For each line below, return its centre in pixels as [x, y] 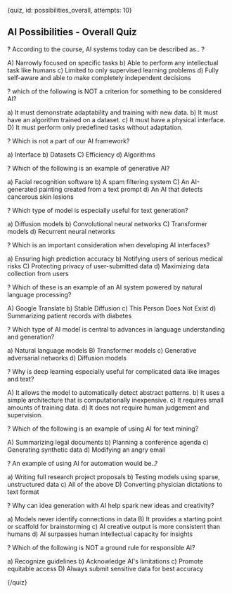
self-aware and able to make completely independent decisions [99, 77]
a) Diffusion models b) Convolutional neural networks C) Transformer [107, 223]
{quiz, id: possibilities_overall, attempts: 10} [70, 10]
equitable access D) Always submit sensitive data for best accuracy [105, 568]
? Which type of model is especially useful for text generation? [98, 210]
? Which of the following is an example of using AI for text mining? [103, 429]
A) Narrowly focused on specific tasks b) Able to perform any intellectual [113, 63]
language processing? [39, 294]
